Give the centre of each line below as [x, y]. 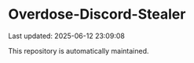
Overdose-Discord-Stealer [97, 14]
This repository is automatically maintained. [79, 51]
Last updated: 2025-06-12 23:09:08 [67, 36]
